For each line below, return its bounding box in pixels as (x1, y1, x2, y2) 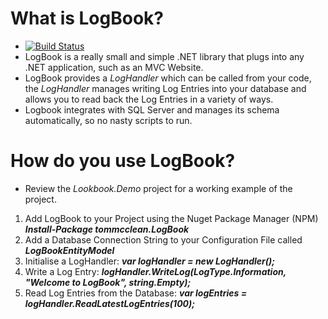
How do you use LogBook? (10, 150, 236, 172)
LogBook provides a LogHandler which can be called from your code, (24, 72, 312, 84)
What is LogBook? (10, 7, 164, 30)
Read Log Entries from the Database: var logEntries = (24, 287, 248, 299)
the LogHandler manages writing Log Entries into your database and (24, 82, 307, 94)
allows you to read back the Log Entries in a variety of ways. (24, 93, 274, 105)
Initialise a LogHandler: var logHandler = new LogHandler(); (24, 255, 276, 267)
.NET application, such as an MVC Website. (24, 61, 204, 73)
